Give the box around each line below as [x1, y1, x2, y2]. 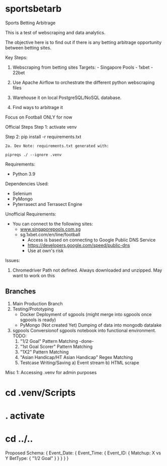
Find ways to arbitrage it [12, 104, 63, 110]
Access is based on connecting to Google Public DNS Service [27, 237, 156, 243]
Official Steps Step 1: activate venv [5, 124, 77, 130]
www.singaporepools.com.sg [20, 226, 81, 232]
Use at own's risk [27, 247, 64, 253]
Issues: [5, 257, 20, 263]
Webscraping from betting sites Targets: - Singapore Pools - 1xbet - [12, 64, 153, 70]
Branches [5, 287, 36, 296]
